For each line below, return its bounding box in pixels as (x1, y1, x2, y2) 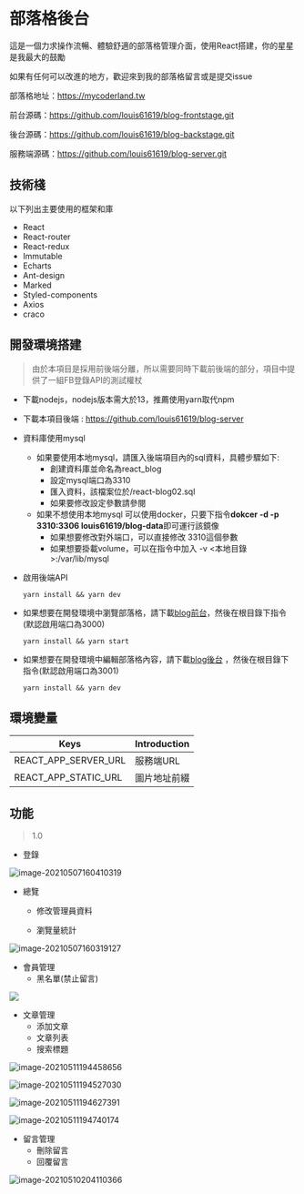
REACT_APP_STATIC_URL (14, 771, 123, 784)
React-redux (22, 240, 70, 251)
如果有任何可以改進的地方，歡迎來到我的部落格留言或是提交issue (9, 70, 253, 82)
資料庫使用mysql (22, 432, 86, 443)
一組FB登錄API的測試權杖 (47, 374, 143, 385)
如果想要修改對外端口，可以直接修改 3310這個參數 (49, 531, 238, 542)
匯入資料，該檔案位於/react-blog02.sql (49, 486, 196, 497)
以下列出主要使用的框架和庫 (9, 203, 114, 214)
